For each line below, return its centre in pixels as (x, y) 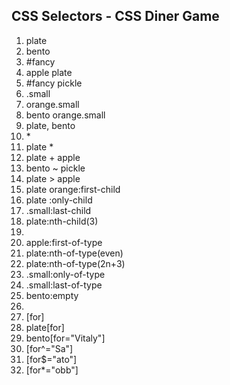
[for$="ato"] (51, 359)
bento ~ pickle (55, 168)
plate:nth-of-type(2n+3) (75, 263)
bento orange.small (65, 115)
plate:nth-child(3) (62, 221)
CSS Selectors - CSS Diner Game (115, 16)
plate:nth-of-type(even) (74, 253)
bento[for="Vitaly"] (65, 338)
